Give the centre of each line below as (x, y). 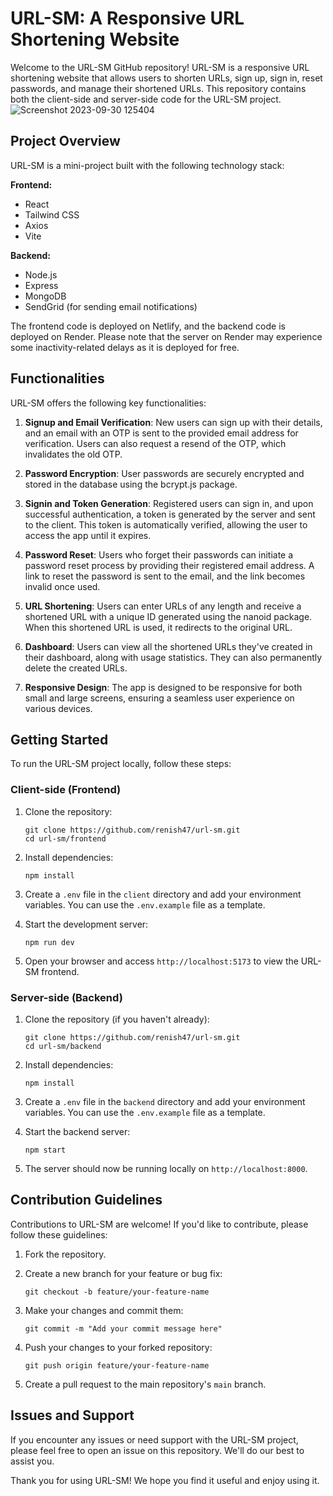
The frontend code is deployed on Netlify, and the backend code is (148, 326)
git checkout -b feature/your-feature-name (117, 1292)
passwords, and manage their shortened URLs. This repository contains (158, 88)
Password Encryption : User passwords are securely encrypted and (164, 473)
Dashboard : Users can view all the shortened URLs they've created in (168, 646)
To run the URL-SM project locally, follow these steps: (121, 764)
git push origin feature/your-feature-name (117, 1365)
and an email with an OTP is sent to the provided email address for (161, 433)
